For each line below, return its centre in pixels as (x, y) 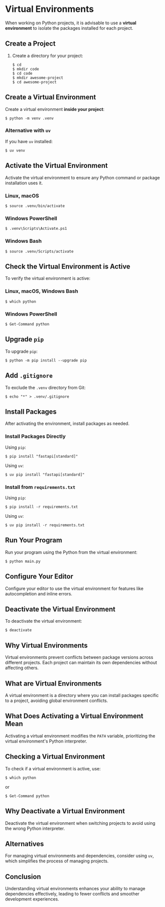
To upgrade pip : (21, 351)
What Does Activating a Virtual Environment (74, 716)
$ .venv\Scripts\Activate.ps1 (36, 229)
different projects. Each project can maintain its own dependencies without (81, 663)
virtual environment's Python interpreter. (46, 741)
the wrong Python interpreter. (35, 828)
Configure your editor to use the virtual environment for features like (74, 588)
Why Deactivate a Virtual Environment (65, 811)
